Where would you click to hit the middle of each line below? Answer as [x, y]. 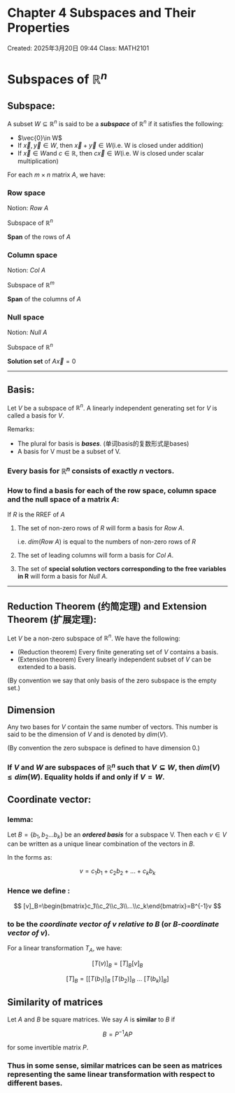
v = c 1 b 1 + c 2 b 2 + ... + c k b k [117, 872]
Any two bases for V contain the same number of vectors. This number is [113, 727]
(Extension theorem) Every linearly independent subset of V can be [114, 659]
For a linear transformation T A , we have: [65, 949]
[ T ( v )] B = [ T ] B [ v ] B [117, 964]
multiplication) [38, 161]
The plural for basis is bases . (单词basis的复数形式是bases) [103, 444]
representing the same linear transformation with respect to [111, 1075]
